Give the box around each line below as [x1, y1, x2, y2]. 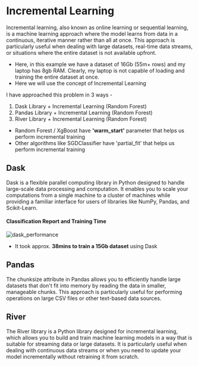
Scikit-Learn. [6, 204, 38, 211]
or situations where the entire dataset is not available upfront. [6, 49, 156, 56]
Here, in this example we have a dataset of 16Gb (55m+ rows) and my [14, 61, 186, 68]
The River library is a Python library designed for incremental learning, [6, 327, 178, 334]
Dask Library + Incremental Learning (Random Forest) [14, 102, 147, 110]
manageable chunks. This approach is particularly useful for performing [6, 288, 183, 295]
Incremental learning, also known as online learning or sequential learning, [6, 24, 188, 31]
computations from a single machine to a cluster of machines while [6, 192, 171, 199]
